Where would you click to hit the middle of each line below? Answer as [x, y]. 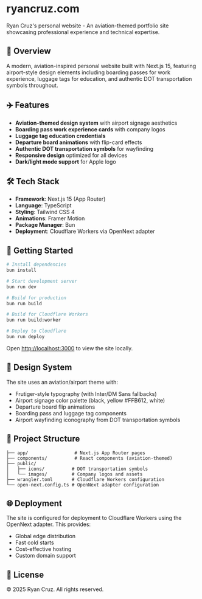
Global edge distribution [45, 536]
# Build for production [37, 298]
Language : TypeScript [43, 206]
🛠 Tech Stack [33, 181]
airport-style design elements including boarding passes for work [88, 72]
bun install [21, 270]
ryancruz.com [43, 9]
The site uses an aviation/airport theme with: [62, 382]
